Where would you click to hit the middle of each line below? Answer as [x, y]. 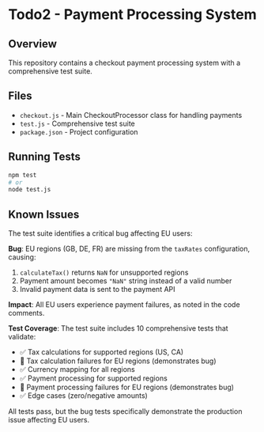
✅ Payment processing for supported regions [93, 378]
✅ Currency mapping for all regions [77, 369]
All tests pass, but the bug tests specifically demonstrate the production [125, 411]
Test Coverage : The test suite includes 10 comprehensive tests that [118, 328]
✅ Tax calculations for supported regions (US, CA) [102, 352]
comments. [26, 313]
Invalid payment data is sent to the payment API [97, 290]
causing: [22, 257]
